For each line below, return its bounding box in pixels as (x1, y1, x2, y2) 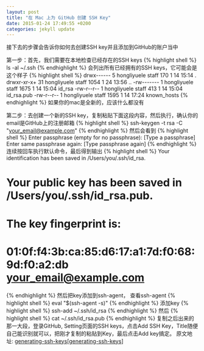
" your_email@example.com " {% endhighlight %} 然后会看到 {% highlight (6, 127, 189, 134)
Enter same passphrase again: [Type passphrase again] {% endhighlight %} (6, 140, 197, 148)
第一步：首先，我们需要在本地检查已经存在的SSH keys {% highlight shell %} (6, 56, 197, 64)
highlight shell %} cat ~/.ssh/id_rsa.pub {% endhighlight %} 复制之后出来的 (6, 314, 195, 322)
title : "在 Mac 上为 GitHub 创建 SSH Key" (6, 15, 111, 21)
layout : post (6, 9, 40, 15)
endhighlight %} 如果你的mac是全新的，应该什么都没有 (6, 99, 144, 106)
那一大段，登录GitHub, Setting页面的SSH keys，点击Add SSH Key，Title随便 (6, 322, 199, 330)
